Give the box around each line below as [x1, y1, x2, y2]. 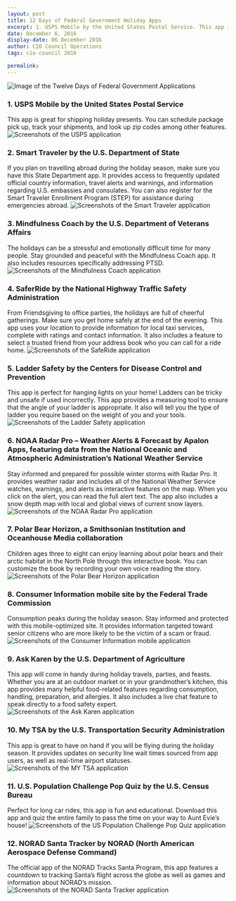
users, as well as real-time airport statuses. [7, 756, 132, 764]
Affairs [7, 228, 32, 237]
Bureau [7, 790, 33, 800]
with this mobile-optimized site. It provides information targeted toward [7, 621, 213, 630]
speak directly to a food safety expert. [7, 700, 118, 709]
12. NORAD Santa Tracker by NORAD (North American [7, 838, 195, 848]
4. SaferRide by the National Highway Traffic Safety [7, 283, 188, 293]
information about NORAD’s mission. [7, 878, 113, 887]
